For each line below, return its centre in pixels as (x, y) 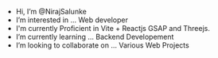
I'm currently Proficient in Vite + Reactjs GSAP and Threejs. (113, 28)
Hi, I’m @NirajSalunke (51, 12)
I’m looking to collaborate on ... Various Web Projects (102, 45)
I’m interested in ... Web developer (72, 20)
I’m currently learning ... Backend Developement (95, 37)
